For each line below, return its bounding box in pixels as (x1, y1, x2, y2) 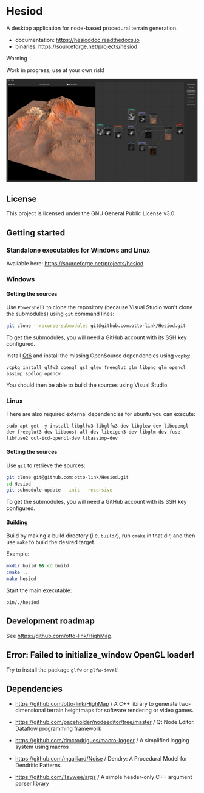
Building (6, 518, 28, 526)
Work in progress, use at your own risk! (6, 66, 105, 74)
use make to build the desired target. (6, 539, 96, 546)
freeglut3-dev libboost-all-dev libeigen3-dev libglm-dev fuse (17, 429, 181, 436)
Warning (6, 54, 27, 62)
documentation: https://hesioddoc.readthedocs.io (15, 36, 140, 43)
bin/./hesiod (6, 600, 39, 606)
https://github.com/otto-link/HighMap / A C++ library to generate (15, 700, 178, 707)
